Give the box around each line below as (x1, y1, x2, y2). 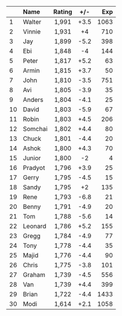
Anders (23, 96, 44, 104)
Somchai (23, 125, 48, 133)
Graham (23, 271, 46, 279)
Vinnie (23, 28, 41, 35)
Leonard (23, 222, 47, 230)
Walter (23, 18, 42, 26)
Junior (23, 154, 41, 162)
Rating (53, 8, 73, 16)
